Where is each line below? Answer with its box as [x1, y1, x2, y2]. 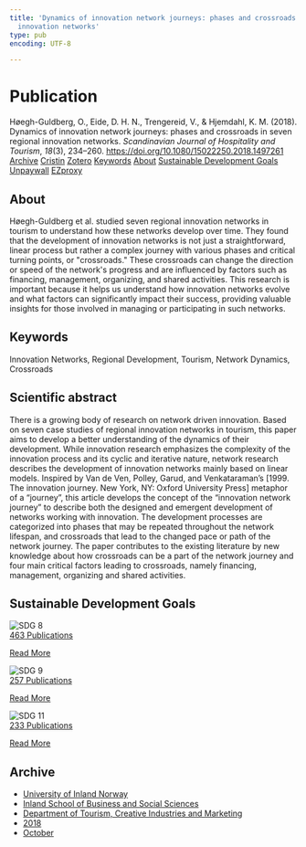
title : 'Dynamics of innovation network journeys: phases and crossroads [9, 13, 297, 23]
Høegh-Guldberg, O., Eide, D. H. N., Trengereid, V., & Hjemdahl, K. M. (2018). [9, 116, 298, 128]
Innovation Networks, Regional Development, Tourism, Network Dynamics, [9, 354, 290, 365]
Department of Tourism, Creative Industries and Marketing [22, 808, 243, 819]
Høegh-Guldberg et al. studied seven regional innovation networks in [9, 216, 269, 227]
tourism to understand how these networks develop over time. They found [9, 226, 290, 236]
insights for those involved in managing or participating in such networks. [9, 303, 286, 313]
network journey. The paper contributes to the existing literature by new [9, 540, 280, 551]
